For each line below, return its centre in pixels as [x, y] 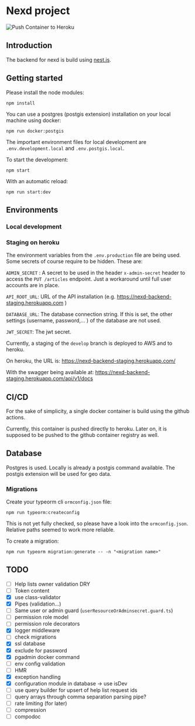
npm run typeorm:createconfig [43, 513]
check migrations [35, 637]
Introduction [29, 46]
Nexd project [38, 11]
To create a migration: [32, 541]
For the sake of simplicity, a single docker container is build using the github [98, 411]
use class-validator [38, 597]
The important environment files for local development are [76, 142]
